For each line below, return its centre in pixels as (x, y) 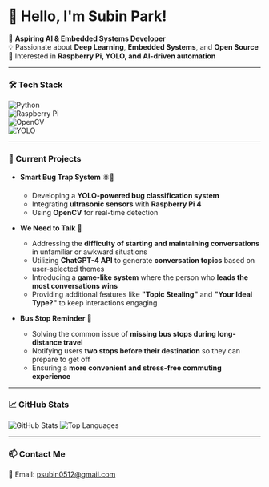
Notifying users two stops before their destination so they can (136, 350)
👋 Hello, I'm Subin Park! (88, 16)
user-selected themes (68, 269)
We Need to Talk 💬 (51, 228)
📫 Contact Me (37, 453)
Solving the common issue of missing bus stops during (124, 333)
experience (51, 376)
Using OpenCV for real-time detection (95, 212)
